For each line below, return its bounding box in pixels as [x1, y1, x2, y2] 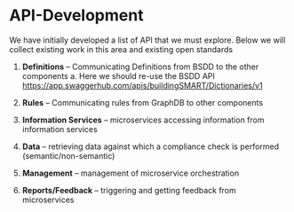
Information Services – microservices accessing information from [21, 114, 265, 125]
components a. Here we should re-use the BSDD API [21, 70, 215, 81]
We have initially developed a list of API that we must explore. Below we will [9, 35, 286, 45]
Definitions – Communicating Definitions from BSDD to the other [21, 61, 259, 72]
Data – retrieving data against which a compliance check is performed [21, 141, 280, 152]
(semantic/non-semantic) [21, 150, 115, 161]
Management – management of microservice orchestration [21, 168, 240, 178]
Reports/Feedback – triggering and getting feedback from [21, 185, 237, 195]
